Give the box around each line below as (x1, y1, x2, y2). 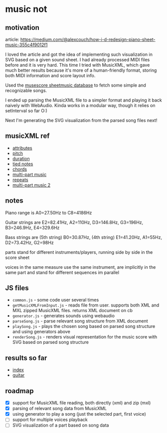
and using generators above (12, 328, 71, 334)
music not (5, 3, 47, 15)
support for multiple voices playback (12, 417, 88, 423)
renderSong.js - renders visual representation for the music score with (12, 334, 158, 340)
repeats (12, 177, 28, 183)
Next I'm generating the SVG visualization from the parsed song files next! (5, 117, 158, 123)
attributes (12, 145, 32, 151)
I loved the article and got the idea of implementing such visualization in (5, 51, 153, 57)
